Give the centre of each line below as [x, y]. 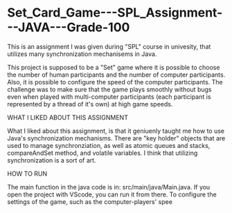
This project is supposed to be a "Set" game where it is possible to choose [114, 67]
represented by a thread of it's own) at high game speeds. [90, 104]
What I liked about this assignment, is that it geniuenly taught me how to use [116, 131]
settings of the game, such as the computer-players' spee [90, 201]
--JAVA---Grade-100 [69, 27]
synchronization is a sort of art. [52, 160]
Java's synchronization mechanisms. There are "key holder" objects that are [116, 138]
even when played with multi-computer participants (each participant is [109, 96]
